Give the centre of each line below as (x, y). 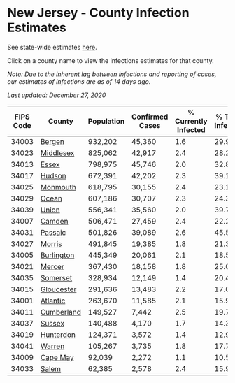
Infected (191, 129)
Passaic (53, 232)
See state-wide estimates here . (52, 47)
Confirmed (150, 117)
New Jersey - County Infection (99, 13)
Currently (191, 121)
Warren (52, 346)
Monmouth (58, 187)
